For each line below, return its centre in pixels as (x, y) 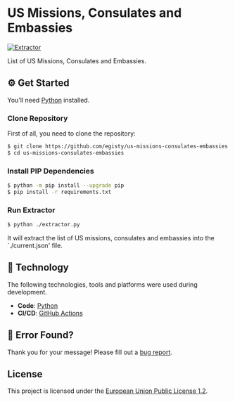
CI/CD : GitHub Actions (50, 313)
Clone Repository (38, 118)
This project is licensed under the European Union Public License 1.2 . (108, 391)
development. (27, 292)
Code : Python (38, 305)
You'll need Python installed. (49, 100)
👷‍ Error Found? (40, 335)
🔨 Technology (38, 267)
